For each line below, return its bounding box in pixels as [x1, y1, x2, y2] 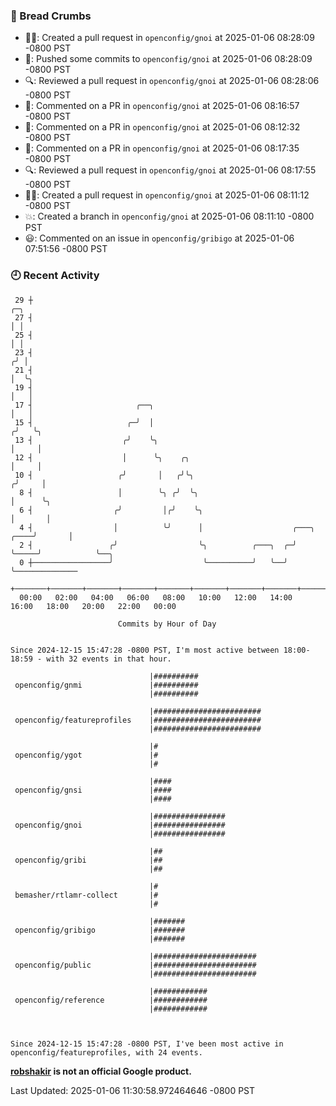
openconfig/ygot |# [14, 750, 159, 760]
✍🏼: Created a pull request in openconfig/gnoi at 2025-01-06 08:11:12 [24, 189, 310, 201]
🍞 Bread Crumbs [10, 9, 92, 23]
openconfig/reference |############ [14, 995, 208, 1005]
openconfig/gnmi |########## [14, 680, 199, 690]
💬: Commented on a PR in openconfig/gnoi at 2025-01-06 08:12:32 [24, 121, 301, 133]
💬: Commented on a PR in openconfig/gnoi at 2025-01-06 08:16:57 [24, 100, 300, 112]
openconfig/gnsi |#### [14, 785, 172, 795]
